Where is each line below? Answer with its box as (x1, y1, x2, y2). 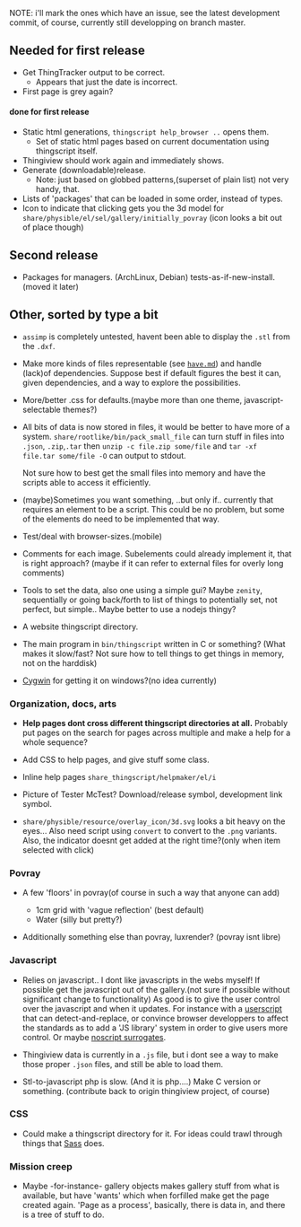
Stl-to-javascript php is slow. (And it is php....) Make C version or (21, 1076, 262, 1087)
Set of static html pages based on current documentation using (35, 136, 270, 147)
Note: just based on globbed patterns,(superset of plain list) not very (35, 174, 289, 185)
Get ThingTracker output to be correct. (21, 66, 166, 77)
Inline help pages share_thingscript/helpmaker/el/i (21, 771, 217, 782)
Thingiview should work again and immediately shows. (21, 155, 225, 166)
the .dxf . (21, 340, 56, 351)
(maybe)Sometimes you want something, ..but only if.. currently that (21, 494, 274, 505)
